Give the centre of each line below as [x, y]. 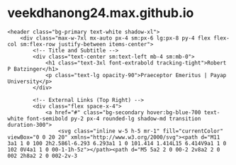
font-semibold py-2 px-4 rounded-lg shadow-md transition [113, 118]
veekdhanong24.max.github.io [101, 13]
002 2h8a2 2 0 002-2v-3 [43, 156]
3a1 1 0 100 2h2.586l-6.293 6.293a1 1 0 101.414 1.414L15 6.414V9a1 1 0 [117, 143]
